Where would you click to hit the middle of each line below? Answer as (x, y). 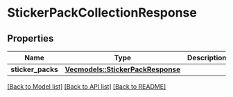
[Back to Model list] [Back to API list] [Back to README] (87, 87)
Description (207, 58)
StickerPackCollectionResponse (102, 13)
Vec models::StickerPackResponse (123, 69)
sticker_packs (34, 69)
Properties (31, 38)
